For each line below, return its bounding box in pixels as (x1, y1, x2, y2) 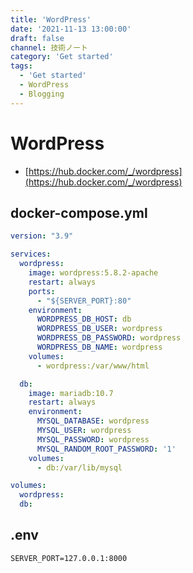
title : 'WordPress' (10, 14, 92, 25)
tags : (10, 61, 33, 71)
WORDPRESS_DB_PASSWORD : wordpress (36, 333, 182, 343)
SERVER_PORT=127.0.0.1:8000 (10, 553, 128, 563)
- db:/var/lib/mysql (36, 462, 123, 473)
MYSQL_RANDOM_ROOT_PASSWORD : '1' (36, 444, 177, 454)
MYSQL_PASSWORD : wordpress (36, 434, 150, 445)
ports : (28, 286, 56, 296)
